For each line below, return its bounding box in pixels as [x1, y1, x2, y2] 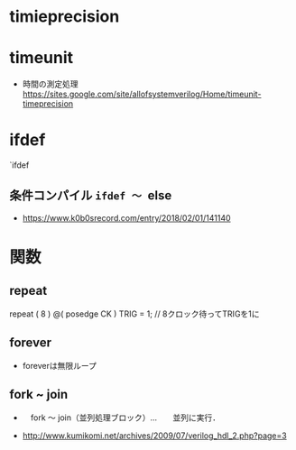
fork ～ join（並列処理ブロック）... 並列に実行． [30, 412, 221, 423]
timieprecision [9, 6, 120, 27]
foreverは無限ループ [22, 360, 97, 371]
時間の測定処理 [22, 78, 79, 89]
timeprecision [22, 98, 74, 109]
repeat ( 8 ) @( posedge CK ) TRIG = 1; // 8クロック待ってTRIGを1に [9, 308, 260, 319]
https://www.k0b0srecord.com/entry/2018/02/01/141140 [22, 212, 232, 223]
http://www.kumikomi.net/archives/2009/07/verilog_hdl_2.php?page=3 [22, 430, 287, 441]
